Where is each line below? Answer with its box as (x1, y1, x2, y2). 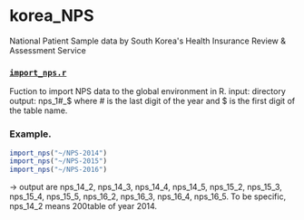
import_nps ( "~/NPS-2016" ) (9, 165, 107, 175)
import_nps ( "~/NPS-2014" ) (9, 148, 107, 158)
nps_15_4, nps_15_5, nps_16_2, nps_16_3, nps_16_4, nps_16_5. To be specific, (9, 191, 287, 202)
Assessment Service (9, 44, 86, 55)
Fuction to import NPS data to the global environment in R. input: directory (9, 86, 286, 97)
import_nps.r (9, 67, 67, 78)
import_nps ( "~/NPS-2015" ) (9, 157, 107, 166)
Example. (9, 128, 52, 140)
